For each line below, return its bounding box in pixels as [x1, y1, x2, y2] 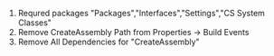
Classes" [17, 17, 52, 28]
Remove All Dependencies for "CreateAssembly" [17, 36, 201, 47]
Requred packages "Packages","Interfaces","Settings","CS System [17, 8, 265, 18]
